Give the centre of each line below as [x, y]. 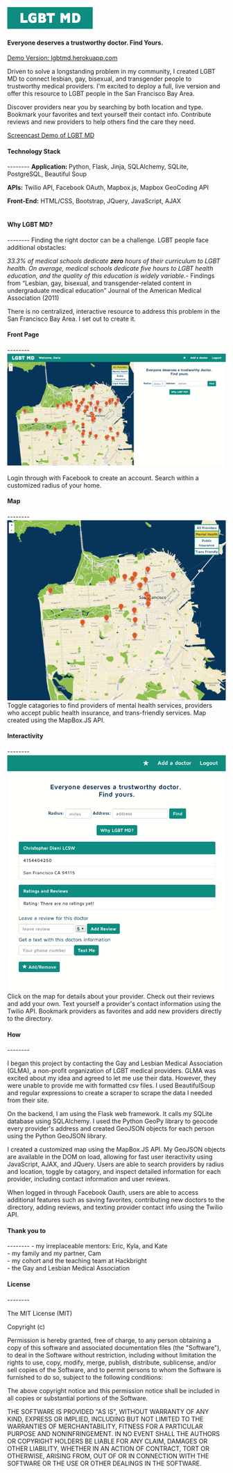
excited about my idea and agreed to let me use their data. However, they [112, 1078]
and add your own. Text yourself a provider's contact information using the [114, 1003]
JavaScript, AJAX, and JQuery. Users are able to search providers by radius [115, 1164]
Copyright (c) [26, 1327]
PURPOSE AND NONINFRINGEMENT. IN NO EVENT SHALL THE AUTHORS [114, 1433]
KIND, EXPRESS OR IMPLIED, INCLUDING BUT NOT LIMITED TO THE [105, 1419]
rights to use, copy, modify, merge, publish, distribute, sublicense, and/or [112, 1362]
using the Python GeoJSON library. [57, 1136]
